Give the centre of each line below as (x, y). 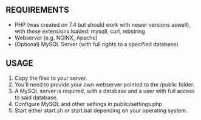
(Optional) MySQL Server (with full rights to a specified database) (96, 44)
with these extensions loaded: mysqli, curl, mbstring (80, 31)
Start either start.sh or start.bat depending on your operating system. (101, 110)
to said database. (36, 97)
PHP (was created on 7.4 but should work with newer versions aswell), (102, 24)
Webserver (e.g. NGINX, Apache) (56, 37)
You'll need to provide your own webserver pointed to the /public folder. (104, 84)
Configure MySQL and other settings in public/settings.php (88, 104)
